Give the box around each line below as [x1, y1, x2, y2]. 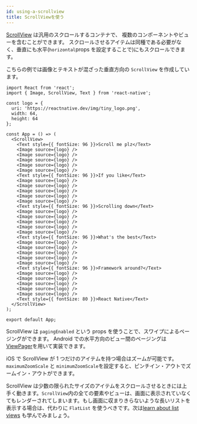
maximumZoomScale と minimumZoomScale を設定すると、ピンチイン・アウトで [6, 362, 186, 369]
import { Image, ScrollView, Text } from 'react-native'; [6, 90, 151, 96]
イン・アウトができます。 [16, 369, 78, 377]
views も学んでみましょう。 [6, 412, 73, 419]
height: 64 [11, 115, 38, 121]
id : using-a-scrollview [6, 8, 65, 15]
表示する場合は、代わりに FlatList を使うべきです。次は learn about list [6, 404, 179, 411]
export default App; [6, 316, 57, 323]
